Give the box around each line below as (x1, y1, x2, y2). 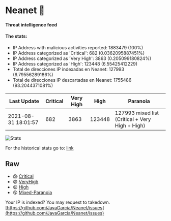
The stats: (5, 33, 27, 40)
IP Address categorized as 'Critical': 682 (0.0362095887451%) (12, 50, 145, 56)
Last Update (9, 98, 40, 105)
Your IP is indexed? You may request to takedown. (5, 199, 110, 205)
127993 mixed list (115, 109, 159, 116)
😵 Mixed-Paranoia (12, 189, 52, 195)
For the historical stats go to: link (5, 145, 74, 151)
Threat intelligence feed (5, 21, 58, 27)
